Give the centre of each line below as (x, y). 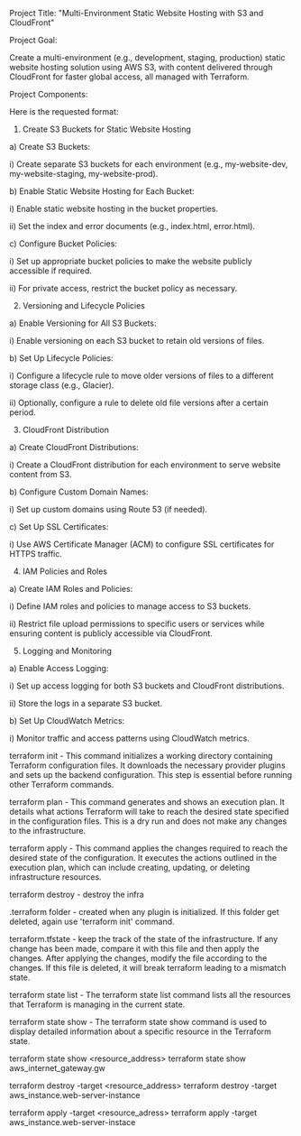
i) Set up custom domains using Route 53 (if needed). (109, 509)
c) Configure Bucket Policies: (63, 244)
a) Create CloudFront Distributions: (74, 447)
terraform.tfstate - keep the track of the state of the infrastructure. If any (144, 939)
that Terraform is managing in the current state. (97, 1004)
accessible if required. (51, 271)
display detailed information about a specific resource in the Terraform (141, 1031)
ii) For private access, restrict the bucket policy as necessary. (123, 288)
